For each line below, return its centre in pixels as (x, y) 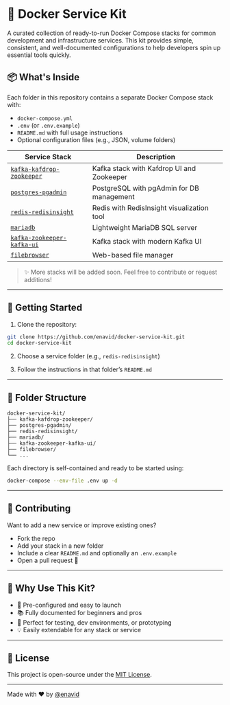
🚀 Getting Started (45, 308)
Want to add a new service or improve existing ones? (82, 525)
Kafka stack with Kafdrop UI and (144, 168)
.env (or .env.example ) (48, 125)
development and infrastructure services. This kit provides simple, (100, 40)
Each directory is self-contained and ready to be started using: (95, 468)
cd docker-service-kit (39, 343)
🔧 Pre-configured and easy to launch (69, 605)
